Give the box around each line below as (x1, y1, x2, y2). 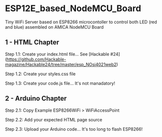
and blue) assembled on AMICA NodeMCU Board (5, 24, 104, 30)
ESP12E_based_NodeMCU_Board (5, 3, 142, 14)
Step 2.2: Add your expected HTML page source (5, 117, 103, 122)
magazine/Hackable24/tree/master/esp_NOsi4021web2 (5, 61, 117, 67)
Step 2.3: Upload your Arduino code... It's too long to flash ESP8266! (5, 126, 143, 132)
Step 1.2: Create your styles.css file (5, 71, 76, 77)
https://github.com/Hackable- (6, 56, 67, 62)
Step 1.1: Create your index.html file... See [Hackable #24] (5, 51, 120, 57)
